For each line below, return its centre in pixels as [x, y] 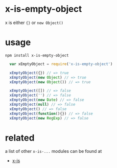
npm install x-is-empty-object [37, 55]
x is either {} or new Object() [34, 23]
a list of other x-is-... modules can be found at [53, 151]
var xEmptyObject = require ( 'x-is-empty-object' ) [61, 64]
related [20, 138]
